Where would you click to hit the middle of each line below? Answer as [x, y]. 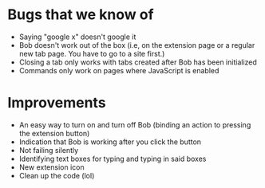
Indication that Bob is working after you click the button [110, 142]
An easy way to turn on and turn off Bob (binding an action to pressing [135, 124]
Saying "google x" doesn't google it [77, 37]
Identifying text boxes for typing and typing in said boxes [113, 159]
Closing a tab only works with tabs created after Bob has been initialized [138, 62]
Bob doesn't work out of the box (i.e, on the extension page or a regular [137, 45]
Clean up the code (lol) [57, 175]
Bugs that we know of [81, 15]
